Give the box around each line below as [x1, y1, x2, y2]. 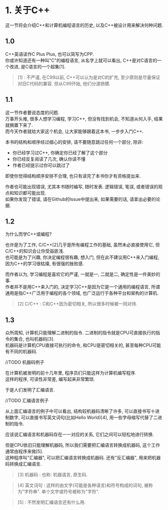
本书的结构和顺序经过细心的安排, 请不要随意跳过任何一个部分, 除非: [5, 139, 143, 145]
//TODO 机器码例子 [5, 359, 45, 365]
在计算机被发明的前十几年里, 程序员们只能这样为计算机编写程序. [5, 370, 137, 376]
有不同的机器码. [5, 349, 38, 355]
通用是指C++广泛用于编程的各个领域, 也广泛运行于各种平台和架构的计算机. [5, 290, 159, 296]
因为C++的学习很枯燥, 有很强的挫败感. [5, 261, 84, 267]
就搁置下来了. [5, 122, 34, 128]
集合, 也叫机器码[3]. [14, 336, 55, 342]
